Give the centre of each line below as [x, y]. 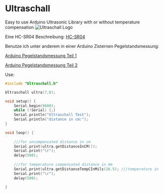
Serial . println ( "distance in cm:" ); [51, 119]
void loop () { [20, 132]
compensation [20, 27]
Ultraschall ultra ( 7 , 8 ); [30, 92]
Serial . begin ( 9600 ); [35, 106]
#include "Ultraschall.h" [31, 84]
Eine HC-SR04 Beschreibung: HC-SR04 [45, 37]
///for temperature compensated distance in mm [63, 165]
